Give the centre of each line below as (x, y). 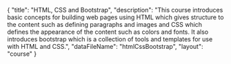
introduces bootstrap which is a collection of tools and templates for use (110, 39)
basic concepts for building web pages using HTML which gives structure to (115, 17)
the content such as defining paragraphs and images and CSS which (104, 24)
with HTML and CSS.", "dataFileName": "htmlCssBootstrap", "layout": (105, 46)
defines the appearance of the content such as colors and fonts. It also (108, 32)
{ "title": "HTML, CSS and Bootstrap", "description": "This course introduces (115, 10)
